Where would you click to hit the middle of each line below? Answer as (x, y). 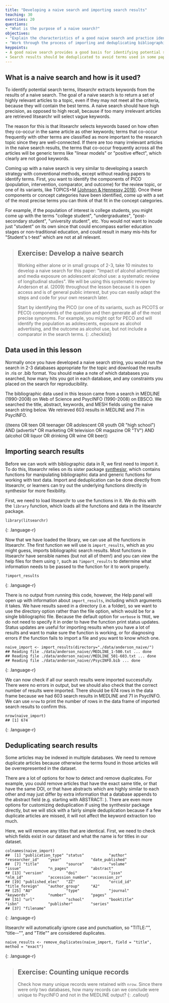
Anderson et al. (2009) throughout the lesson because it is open (84, 287)
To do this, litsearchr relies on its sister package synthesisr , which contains (83, 469)
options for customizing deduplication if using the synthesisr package (77, 805)
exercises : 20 (20, 19)
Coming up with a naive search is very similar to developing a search (76, 168)
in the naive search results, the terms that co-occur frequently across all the (84, 148)
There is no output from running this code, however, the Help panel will (79, 595)
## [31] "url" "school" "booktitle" (70, 900)
